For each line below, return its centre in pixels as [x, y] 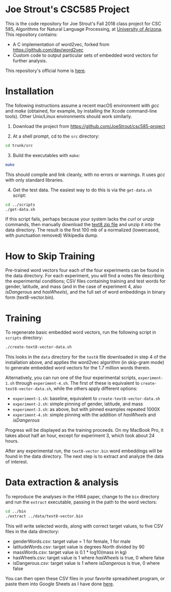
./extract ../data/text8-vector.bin [44, 516]
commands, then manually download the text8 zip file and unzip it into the [83, 225]
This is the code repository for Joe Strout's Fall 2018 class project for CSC [83, 24]
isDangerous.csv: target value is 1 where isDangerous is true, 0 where [86, 563]
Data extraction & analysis [62, 483]
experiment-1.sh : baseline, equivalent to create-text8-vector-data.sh [86, 399]
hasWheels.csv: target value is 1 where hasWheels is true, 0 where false [89, 557]
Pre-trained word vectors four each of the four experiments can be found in [85, 270]
